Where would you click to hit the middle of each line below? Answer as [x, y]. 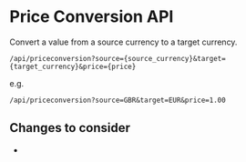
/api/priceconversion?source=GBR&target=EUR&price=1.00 [118, 100]
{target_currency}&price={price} [73, 66]
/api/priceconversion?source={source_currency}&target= [118, 58]
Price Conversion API [92, 17]
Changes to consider [70, 128]
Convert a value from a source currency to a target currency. [123, 42]
